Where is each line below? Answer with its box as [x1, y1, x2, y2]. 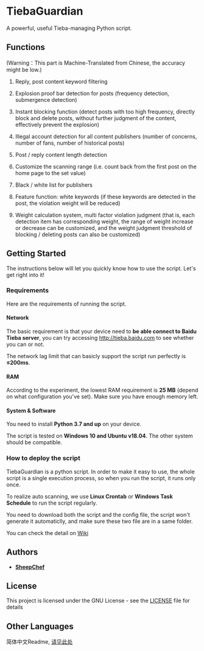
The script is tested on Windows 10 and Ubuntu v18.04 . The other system [6, 432, 193, 440]
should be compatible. [6, 439, 63, 446]
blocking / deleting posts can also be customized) [15, 231, 141, 238]
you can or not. [6, 340, 44, 348]
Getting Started [6, 248, 66, 259]
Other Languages [6, 621, 74, 631]
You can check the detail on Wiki [6, 529, 89, 536]
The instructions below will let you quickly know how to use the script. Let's [6, 264, 196, 272]
